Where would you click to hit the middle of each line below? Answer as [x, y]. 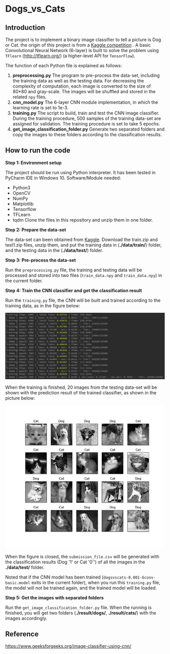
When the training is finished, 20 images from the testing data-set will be [81, 387]
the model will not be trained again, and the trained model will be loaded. [81, 588]
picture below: [20, 398]
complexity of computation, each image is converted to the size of [81, 86]
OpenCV [22, 193]
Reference [22, 634]
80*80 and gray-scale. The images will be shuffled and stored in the [84, 91]
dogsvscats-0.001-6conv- [130, 578]
